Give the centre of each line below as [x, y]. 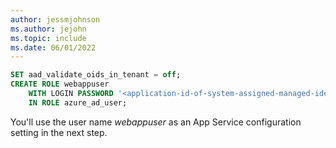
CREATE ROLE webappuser [60, 84]
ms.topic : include [48, 38]
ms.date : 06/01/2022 [53, 47]
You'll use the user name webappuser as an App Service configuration [156, 122]
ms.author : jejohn [48, 29]
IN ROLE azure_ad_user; [78, 102]
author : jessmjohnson [55, 19]
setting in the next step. [59, 132]
